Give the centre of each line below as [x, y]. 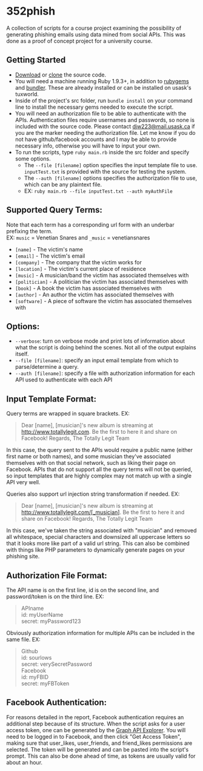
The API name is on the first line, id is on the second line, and [83, 590]
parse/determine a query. [47, 367]
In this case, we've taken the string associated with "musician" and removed [101, 530]
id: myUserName [42, 615]
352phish [31, 11]
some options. [33, 159]
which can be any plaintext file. [63, 184]
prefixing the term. [29, 231]
